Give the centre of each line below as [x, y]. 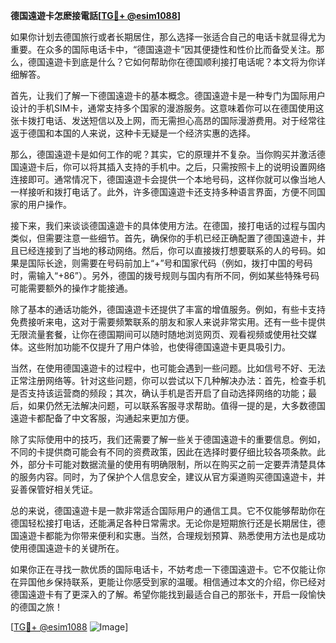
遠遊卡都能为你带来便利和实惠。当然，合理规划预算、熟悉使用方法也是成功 [172, 535]
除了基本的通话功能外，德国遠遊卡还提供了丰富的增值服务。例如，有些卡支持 [168, 309]
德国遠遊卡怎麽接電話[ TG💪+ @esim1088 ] [96, 15]
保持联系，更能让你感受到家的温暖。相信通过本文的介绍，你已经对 [189, 582]
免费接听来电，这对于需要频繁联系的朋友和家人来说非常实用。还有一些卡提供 [168, 322]
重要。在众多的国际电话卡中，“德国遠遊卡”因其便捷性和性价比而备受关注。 [163, 49]
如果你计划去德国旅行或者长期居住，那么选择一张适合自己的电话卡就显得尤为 [168, 37]
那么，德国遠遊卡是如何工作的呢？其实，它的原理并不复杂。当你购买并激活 [163, 154]
